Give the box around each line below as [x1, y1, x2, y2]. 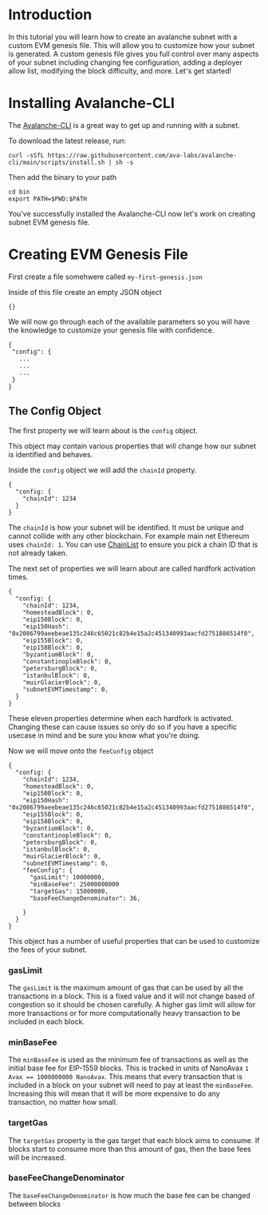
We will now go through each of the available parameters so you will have [8, 317, 250, 326]
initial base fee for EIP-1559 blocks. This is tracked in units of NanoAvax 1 [8, 1063, 249, 1073]
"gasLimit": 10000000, [29, 873, 105, 881]
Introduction [8, 6, 93, 24]
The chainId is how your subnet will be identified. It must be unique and [8, 522, 244, 532]
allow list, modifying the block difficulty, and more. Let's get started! [8, 66, 232, 75]
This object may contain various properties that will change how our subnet [8, 441, 257, 451]
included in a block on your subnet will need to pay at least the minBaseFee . [8, 1081, 254, 1090]
